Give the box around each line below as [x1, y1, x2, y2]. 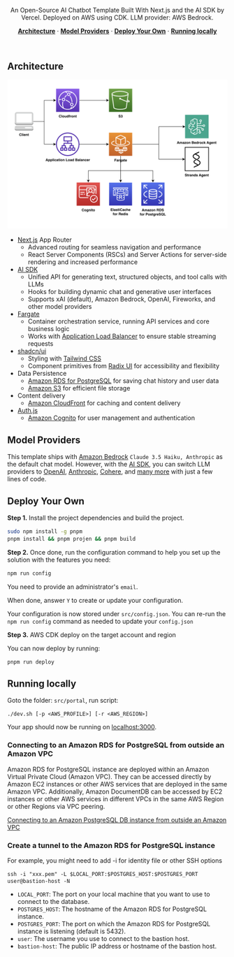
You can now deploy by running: [7, 644, 101, 652]
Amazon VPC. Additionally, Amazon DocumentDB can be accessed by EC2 [7, 787, 223, 796]
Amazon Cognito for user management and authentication [27, 414, 196, 422]
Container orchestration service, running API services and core [27, 317, 210, 326]
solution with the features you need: [7, 555, 111, 564]
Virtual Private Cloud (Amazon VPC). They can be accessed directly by [7, 772, 212, 781]
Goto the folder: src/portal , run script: [7, 696, 119, 705]
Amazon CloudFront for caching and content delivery [27, 399, 181, 407]
